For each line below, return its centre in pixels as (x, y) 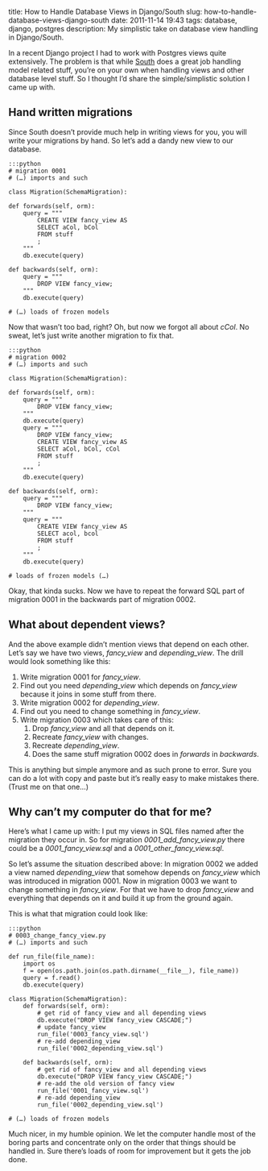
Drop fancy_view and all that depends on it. (103, 728)
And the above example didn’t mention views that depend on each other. (129, 644)
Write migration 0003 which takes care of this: (97, 720)
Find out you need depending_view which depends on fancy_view (128, 685)
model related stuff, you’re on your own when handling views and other (126, 70)
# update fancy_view (72, 1028)
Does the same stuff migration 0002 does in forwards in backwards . (145, 754)
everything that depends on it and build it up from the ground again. (121, 899)
